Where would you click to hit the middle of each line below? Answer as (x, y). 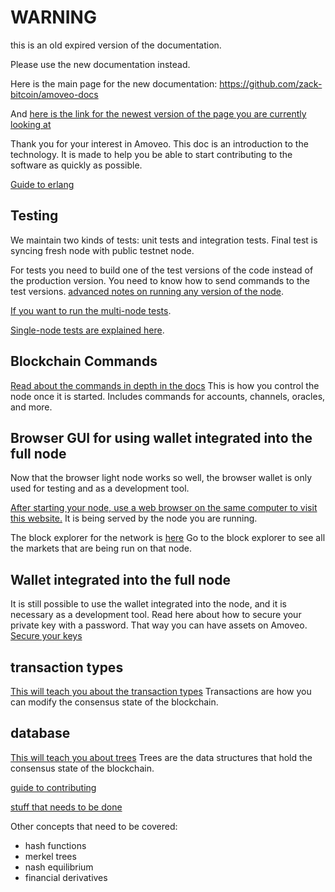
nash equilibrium (59, 867)
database (40, 733)
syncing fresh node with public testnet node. (102, 250)
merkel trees (50, 856)
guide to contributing (53, 787)
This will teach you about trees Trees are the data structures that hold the (161, 757)
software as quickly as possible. (76, 165)
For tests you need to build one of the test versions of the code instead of (162, 270)
